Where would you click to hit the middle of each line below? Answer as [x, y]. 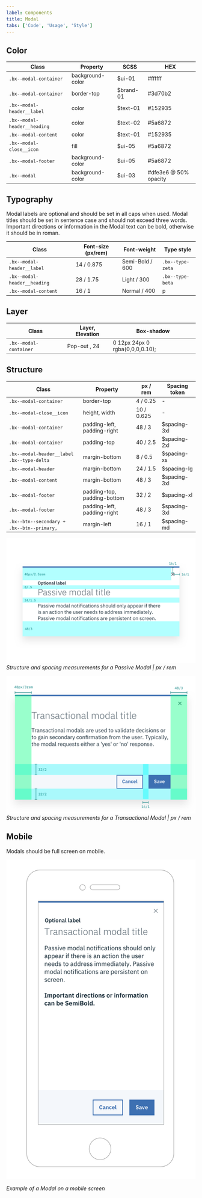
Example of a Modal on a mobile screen [56, 1188]
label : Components [29, 13]
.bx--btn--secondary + [37, 521]
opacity [157, 179]
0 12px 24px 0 [131, 343]
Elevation [87, 334]
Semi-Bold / [137, 261]
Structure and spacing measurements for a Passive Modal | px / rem [91, 667]
